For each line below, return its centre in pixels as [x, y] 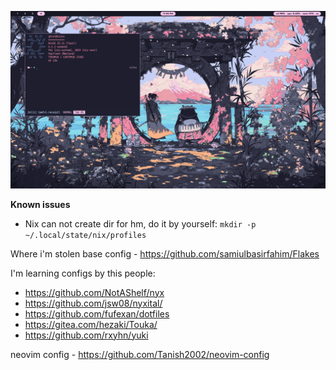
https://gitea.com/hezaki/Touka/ [91, 324]
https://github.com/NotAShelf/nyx [94, 292]
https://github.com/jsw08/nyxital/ [93, 303]
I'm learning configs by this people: [83, 273]
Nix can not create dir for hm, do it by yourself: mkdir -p [140, 223]
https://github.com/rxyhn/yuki [86, 335]
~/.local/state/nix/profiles [85, 235]
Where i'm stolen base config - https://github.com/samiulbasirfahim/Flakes [165, 253]
